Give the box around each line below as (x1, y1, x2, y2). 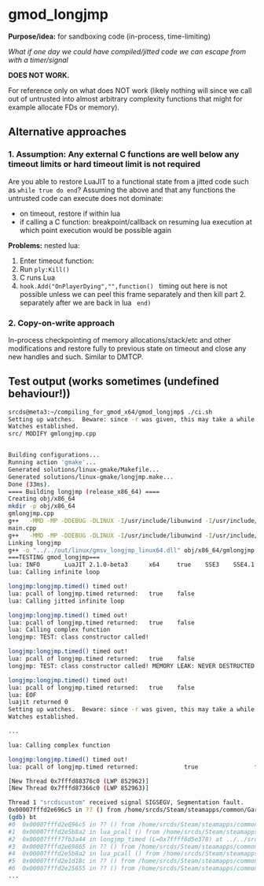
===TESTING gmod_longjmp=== (8, 554, 101, 562)
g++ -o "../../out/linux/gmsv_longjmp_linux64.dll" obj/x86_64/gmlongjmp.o (8, 546, 262, 554)
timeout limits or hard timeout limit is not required (8, 159, 201, 170)
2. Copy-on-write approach (8, 317, 115, 328)
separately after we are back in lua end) (19, 298, 152, 307)
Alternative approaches (8, 125, 127, 139)
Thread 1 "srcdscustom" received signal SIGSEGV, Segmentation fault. (8, 799, 244, 806)
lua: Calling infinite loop (8, 569, 101, 576)
